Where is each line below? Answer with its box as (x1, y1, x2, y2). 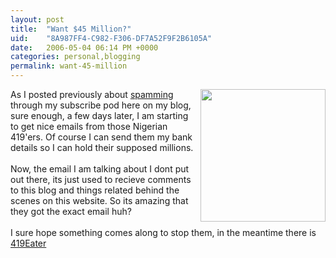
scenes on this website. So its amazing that (10, 195, 189, 206)
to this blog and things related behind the (10, 184, 180, 196)
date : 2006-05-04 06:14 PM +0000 (10, 42, 159, 53)
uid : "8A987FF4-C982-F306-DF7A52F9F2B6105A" (10, 33, 213, 43)
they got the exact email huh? (10, 206, 132, 217)
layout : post (10, 14, 65, 25)
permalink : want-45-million (10, 61, 128, 71)
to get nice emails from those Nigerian (10, 121, 168, 132)
